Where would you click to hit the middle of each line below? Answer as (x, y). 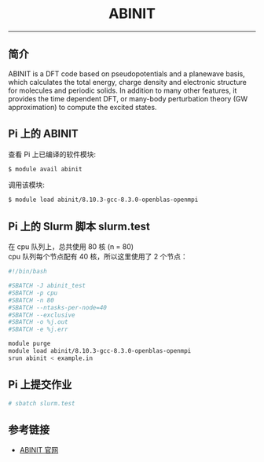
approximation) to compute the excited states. (82, 107)
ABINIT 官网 (39, 450)
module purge (29, 344)
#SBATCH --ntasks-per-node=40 (58, 307)
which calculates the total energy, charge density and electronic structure (128, 82)
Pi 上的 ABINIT (43, 134)
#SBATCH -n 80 (31, 300)
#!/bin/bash (27, 272)
